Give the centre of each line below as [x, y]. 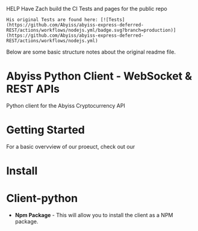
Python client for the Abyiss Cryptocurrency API [66, 105]
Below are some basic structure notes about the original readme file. [91, 52]
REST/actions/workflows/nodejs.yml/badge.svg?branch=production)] [91, 30]
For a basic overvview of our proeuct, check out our [71, 146]
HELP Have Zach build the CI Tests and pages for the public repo [87, 9]
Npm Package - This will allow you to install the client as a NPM [94, 215]
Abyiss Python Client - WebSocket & [99, 76]
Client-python [42, 199]
